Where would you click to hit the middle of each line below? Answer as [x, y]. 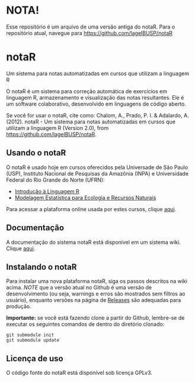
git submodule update [33, 340]
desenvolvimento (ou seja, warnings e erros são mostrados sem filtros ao [96, 294]
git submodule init [30, 335]
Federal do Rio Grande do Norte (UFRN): [55, 180]
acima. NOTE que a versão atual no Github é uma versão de [79, 288]
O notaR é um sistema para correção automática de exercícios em [87, 91]
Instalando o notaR [41, 267]
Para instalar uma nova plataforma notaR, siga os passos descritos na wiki [97, 281]
